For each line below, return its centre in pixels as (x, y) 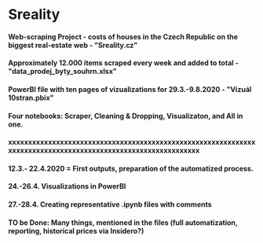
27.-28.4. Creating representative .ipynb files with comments (110, 204)
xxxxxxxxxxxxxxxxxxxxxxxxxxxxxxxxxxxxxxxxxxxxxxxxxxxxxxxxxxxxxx (132, 142)
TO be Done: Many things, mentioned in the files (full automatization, (123, 223)
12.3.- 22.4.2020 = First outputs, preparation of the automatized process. (131, 168)
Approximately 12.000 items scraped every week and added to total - (124, 63)
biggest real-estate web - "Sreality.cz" (73, 45)
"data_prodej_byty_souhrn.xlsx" (63, 72)
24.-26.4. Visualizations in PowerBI (67, 186)
